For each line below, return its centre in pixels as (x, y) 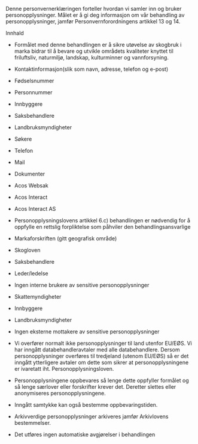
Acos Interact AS (35, 209)
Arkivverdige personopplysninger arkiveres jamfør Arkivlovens (91, 416)
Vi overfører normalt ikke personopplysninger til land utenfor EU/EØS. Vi (103, 343)
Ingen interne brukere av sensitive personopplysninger (82, 285)
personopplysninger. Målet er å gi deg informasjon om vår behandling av (95, 15)
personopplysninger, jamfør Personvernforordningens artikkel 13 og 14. (93, 21)
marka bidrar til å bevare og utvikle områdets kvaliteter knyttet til (94, 51)
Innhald (15, 33)
